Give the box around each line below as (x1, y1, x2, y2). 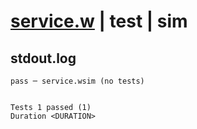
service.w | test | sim (10, 10, 188, 33)
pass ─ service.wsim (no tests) (10, 76, 145, 86)
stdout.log (10, 50, 77, 67)
